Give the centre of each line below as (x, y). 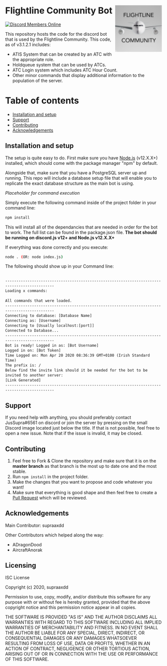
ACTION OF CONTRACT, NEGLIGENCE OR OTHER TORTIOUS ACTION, (78, 649)
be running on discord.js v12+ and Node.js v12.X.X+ (60, 237)
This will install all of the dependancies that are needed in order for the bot (82, 227)
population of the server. (38, 80)
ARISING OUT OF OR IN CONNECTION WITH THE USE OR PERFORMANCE (82, 654)
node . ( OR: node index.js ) (34, 257)
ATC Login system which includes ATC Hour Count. (65, 70)
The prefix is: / (23, 366)
